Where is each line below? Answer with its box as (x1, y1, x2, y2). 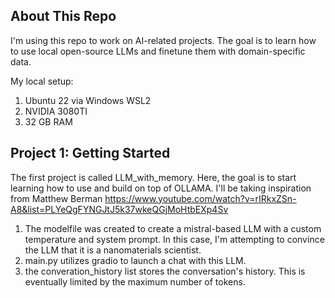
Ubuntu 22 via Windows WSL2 (24, 94, 152, 106)
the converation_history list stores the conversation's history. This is (24, 265, 306, 277)
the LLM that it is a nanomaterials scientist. (24, 244, 202, 256)
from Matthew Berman (10, 192, 103, 204)
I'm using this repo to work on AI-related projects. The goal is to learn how (10, 34, 317, 46)
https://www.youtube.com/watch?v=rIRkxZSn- (104, 192, 297, 204)
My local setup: (10, 75, 74, 87)
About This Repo (10, 8, 117, 25)
